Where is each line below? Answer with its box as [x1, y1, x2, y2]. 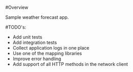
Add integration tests [12, 39, 57, 45]
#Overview [5, 5, 29, 10]
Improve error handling [12, 56, 61, 62]
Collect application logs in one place [12, 45, 90, 51]
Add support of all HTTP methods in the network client [12, 61, 128, 67]
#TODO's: [5, 24, 27, 30]
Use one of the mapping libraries [12, 51, 82, 56]
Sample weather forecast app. [5, 14, 69, 20]
